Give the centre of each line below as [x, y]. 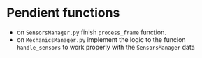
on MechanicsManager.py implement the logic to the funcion [101, 39]
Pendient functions [63, 13]
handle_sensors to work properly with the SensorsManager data [106, 47]
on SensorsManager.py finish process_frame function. [92, 32]
